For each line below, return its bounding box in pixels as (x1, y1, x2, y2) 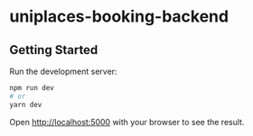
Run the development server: (9, 66, 117, 77)
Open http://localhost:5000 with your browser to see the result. (9, 116, 245, 127)
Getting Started (9, 42, 98, 58)
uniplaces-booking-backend (9, 6, 229, 27)
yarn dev (9, 100, 42, 109)
